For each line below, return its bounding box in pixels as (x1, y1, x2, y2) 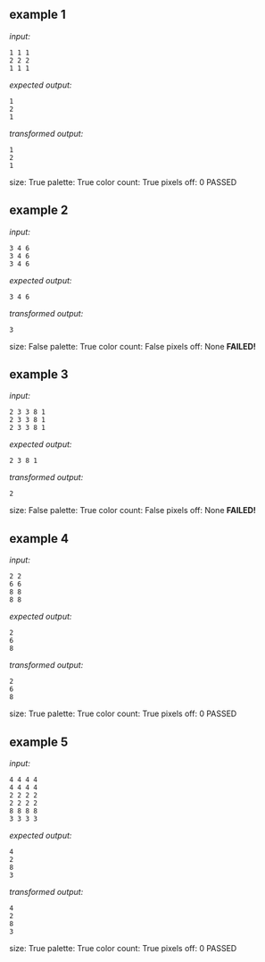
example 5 (9, 734, 69, 749)
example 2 (9, 203, 69, 218)
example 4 (9, 531, 70, 546)
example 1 (9, 7, 67, 22)
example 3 (9, 367, 69, 383)
